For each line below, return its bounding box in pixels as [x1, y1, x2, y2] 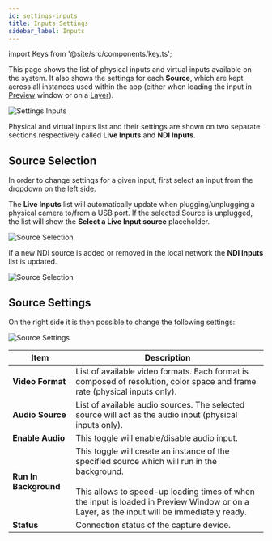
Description [144, 353, 191, 363]
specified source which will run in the [75, 456, 217, 467]
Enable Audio [12, 433, 66, 443]
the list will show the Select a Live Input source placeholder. [8, 217, 210, 226]
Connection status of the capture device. [75, 519, 231, 530]
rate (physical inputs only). [75, 386, 177, 397]
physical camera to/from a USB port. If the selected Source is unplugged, [8, 208, 253, 218]
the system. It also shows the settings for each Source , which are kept [8, 74, 244, 83]
